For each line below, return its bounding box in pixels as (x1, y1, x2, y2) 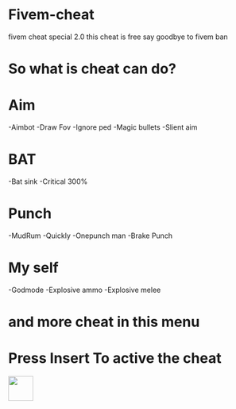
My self (8, 259, 59, 277)
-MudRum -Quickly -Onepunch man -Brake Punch (8, 231, 173, 240)
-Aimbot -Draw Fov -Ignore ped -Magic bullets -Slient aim (8, 123, 198, 132)
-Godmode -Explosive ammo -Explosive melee (8, 285, 161, 294)
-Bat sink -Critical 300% (8, 177, 88, 186)
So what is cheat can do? (8, 60, 176, 78)
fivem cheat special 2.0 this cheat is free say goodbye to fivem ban (8, 32, 228, 41)
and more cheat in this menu (8, 313, 200, 331)
